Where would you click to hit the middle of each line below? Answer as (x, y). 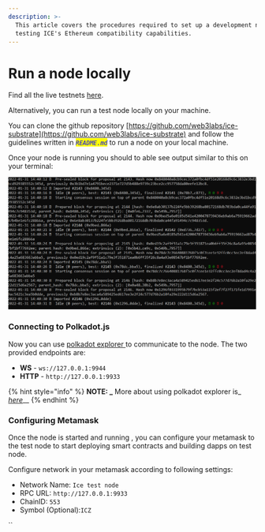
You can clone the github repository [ (69, 126)
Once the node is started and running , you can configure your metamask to (131, 437)
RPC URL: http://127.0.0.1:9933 (73, 493)
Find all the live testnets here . (56, 96)
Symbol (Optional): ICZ (56, 510)
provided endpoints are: (47, 352)
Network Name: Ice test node (69, 485)
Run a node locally (70, 73)
